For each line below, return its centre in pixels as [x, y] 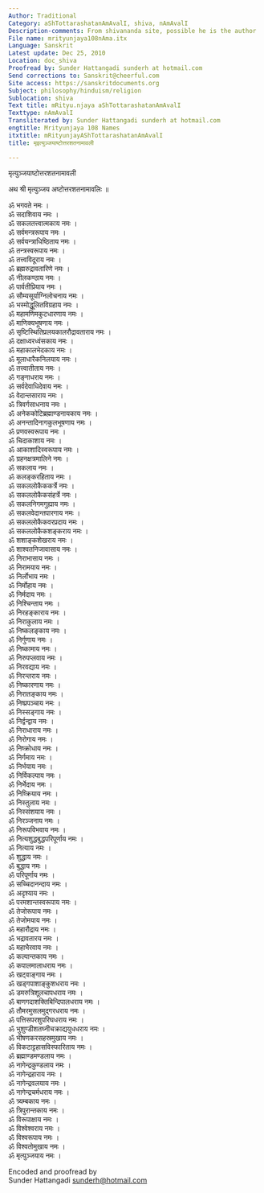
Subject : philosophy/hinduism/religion [75, 91]
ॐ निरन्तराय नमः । [33, 676]
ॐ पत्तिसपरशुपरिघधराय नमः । [46, 1019]
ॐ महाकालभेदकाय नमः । [41, 350]
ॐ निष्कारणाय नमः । [35, 685]
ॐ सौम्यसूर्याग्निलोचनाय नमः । [46, 295]
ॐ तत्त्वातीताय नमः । [35, 368]
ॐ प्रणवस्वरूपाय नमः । [37, 431]
